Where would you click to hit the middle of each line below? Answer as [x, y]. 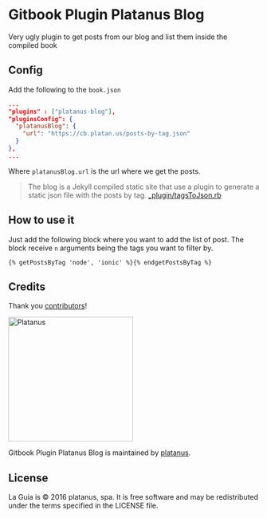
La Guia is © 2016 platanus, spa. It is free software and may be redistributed [133, 497]
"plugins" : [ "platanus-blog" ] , [62, 112]
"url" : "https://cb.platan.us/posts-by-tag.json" [107, 134]
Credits [27, 286]
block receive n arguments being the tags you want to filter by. [111, 248]
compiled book [33, 45]
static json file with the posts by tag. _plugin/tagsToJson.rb [124, 195]
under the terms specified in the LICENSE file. [83, 506]
